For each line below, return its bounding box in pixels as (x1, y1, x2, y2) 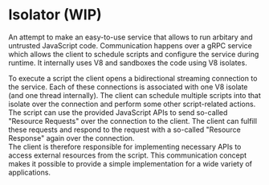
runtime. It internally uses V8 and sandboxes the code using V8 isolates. (8, 58, 247, 68)
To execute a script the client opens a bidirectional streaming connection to (8, 73, 258, 83)
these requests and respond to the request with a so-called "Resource (8, 125, 241, 134)
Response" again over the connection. (8, 133, 135, 142)
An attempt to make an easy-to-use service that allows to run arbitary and (8, 32, 253, 42)
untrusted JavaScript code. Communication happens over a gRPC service (8, 40, 253, 50)
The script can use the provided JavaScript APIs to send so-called (8, 107, 228, 117)
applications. (8, 167, 51, 177)
